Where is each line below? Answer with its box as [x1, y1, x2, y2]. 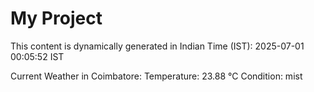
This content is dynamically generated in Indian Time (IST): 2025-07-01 [10, 40, 305, 52]
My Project [10, 7, 103, 30]
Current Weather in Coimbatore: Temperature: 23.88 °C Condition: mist [10, 70, 303, 82]
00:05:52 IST [10, 50, 65, 62]
